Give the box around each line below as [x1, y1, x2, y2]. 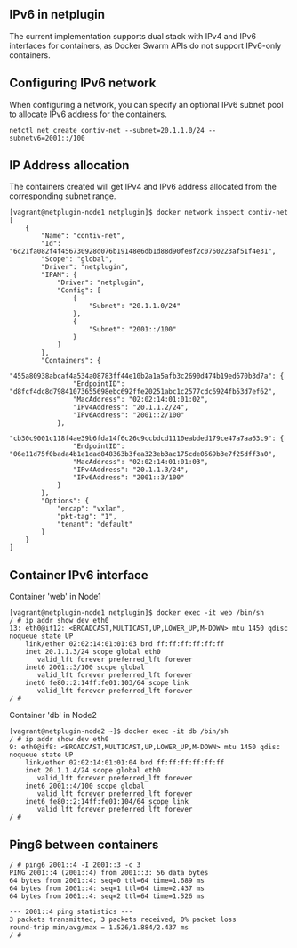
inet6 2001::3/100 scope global [25, 663, 145, 672]
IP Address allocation [9, 158, 130, 173]
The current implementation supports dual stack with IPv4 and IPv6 [9, 30, 256, 41]
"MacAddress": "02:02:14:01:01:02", [72, 396, 209, 405]
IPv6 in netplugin [9, 7, 105, 22]
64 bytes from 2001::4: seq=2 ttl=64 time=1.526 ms [9, 892, 205, 901]
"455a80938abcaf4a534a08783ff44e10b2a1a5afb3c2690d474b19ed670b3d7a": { [9, 372, 285, 381]
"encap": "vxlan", [56, 504, 125, 513]
